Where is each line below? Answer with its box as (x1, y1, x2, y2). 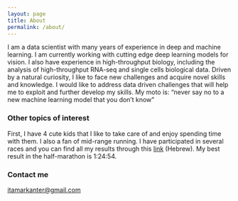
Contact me (7, 169, 49, 179)
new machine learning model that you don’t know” (7, 96, 155, 104)
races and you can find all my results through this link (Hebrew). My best (7, 144, 220, 153)
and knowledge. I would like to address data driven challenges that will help (7, 81, 229, 89)
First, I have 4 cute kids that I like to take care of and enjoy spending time (7, 129, 222, 138)
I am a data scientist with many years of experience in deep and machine (7, 43, 222, 52)
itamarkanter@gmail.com (7, 185, 81, 194)
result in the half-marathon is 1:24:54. (7, 151, 117, 160)
